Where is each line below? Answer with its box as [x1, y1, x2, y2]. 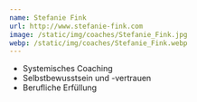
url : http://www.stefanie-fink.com [9, 22, 144, 31]
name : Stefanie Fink [9, 13, 88, 23]
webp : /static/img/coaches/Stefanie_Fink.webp [9, 38, 188, 48]
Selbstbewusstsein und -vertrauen [22, 73, 152, 84]
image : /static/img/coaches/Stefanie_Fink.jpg [9, 30, 188, 39]
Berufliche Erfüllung [22, 82, 98, 93]
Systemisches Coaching [22, 63, 113, 74]
